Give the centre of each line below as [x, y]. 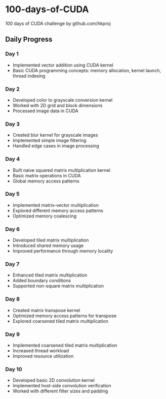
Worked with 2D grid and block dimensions [57, 105]
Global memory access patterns [46, 181]
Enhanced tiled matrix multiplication [50, 275]
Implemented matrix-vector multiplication [55, 205]
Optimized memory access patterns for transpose [65, 316]
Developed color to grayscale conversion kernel [63, 100]
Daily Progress [29, 39]
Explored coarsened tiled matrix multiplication [60, 321]
